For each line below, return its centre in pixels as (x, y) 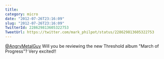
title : (12, 10)
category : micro (22, 14)
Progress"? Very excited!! (31, 51)
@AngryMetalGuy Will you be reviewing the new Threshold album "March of (82, 46)
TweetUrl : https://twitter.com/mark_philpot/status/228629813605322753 (80, 32)
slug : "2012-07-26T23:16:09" (35, 23)
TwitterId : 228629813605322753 (37, 28)
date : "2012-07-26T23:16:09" (35, 19)
